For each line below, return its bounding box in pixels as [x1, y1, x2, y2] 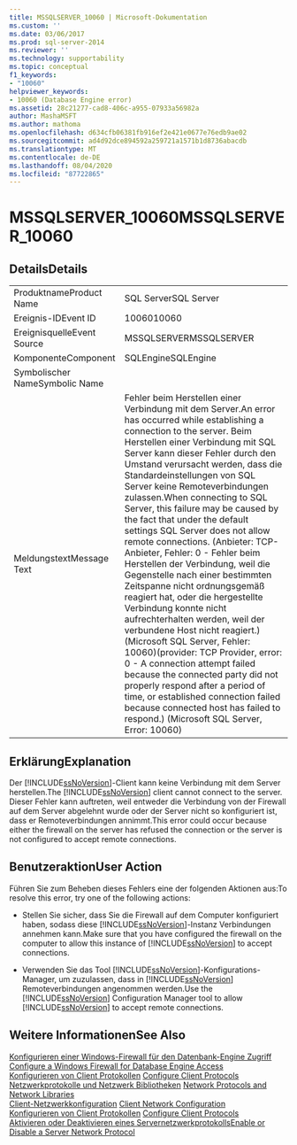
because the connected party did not [124, 669, 278, 681]
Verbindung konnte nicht [124, 602, 227, 615]
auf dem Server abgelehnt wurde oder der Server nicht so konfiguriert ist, [9, 806, 278, 816]
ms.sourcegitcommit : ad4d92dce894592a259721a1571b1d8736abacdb [9, 136, 247, 145]
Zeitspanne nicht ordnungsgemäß [124, 580, 265, 592]
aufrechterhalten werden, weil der [124, 613, 265, 625]
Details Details [9, 261, 88, 276]
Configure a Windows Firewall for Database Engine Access [9, 1060, 224, 1072]
